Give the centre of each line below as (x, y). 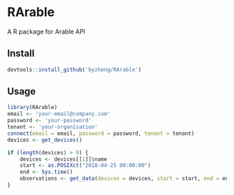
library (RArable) (32, 108)
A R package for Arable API (46, 31)
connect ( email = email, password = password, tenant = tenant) (101, 133)
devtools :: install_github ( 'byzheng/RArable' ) (74, 70)
